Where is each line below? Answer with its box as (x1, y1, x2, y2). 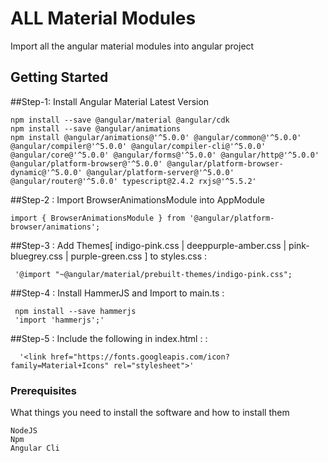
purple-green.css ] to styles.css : (70, 250, 208, 262)
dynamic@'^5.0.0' (10, 167, 83, 177)
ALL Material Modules (10, 7, 197, 30)
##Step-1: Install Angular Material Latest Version (10, 95, 210, 107)
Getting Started (10, 69, 109, 86)
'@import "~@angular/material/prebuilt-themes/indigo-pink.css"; (14, 269, 293, 279)
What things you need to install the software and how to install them (10, 407, 290, 419)
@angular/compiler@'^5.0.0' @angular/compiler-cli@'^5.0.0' (10, 141, 267, 151)
